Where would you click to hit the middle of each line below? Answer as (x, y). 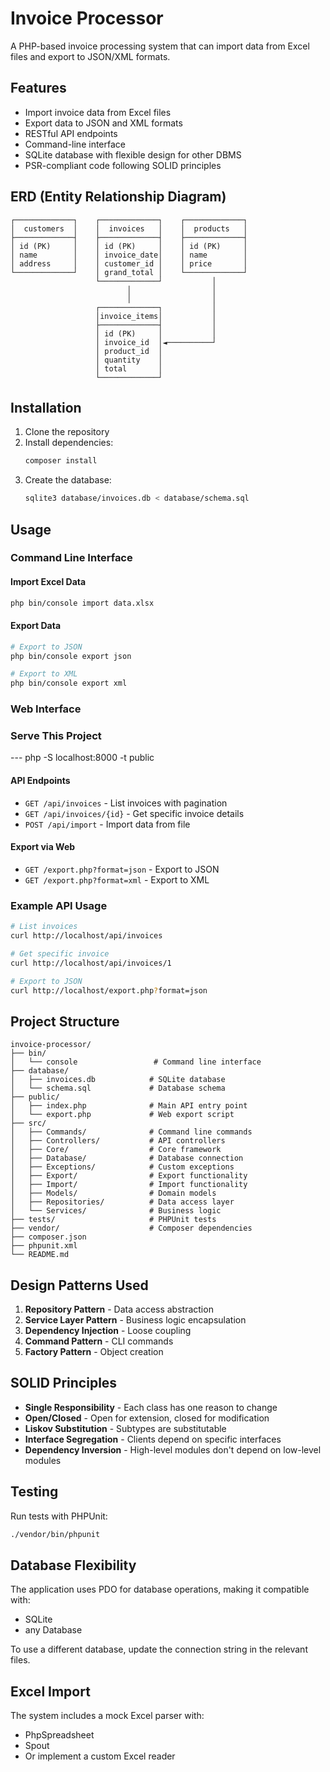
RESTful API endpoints (71, 133)
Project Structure (65, 1021)
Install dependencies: (69, 443)
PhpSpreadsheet (59, 1735)
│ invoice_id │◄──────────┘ (156, 342)
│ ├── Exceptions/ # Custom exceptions (122, 1167)
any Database (53, 1630)
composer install (61, 461)
